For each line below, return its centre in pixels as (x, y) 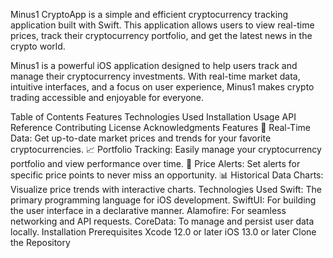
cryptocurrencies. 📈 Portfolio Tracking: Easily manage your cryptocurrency (166, 149)
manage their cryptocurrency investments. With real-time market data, (155, 76)
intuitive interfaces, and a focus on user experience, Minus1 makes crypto (162, 87)
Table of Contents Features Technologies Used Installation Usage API (153, 117)
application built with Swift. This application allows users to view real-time (162, 25)
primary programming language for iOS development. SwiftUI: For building (163, 200)
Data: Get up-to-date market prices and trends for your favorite (141, 138)
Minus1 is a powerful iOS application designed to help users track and (154, 65)
